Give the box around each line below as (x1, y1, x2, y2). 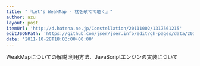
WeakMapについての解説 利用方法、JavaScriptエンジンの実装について (6, 54, 179, 60)
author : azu (6, 14, 36, 20)
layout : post (6, 20, 39, 26)
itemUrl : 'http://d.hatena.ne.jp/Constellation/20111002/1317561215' (6, 25, 183, 32)
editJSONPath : (6, 31, 42, 37)
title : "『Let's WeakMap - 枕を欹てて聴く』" (6, 8, 113, 15)
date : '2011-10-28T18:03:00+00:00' (6, 36, 95, 42)
